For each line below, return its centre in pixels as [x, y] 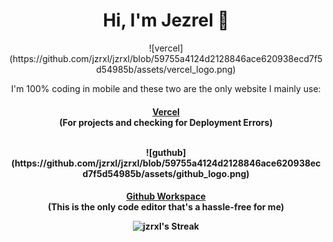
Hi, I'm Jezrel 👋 [166, 20]
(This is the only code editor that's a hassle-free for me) [166, 207]
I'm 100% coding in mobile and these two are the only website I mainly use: [166, 88]
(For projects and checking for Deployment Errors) [166, 122]
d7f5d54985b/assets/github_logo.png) [166, 173]
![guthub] [165, 152]
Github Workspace [166, 196]
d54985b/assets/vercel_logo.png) [166, 69]
